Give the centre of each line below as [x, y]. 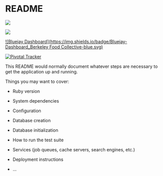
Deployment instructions [38, 159]
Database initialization [35, 130]
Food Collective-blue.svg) [76, 47]
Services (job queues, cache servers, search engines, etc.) [74, 149]
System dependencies [36, 101]
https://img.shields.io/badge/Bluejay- [89, 41]
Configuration [27, 111]
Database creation [32, 120]
